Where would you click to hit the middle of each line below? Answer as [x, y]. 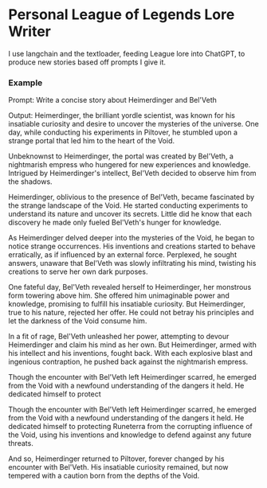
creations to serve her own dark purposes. [78, 271]
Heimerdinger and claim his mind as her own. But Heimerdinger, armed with [132, 345]
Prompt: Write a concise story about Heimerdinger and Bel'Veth [113, 100]
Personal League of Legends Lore [122, 15]
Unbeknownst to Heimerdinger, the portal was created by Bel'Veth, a [121, 156]
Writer [30, 31]
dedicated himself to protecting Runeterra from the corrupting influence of [130, 427]
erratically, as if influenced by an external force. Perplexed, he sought [123, 255]
